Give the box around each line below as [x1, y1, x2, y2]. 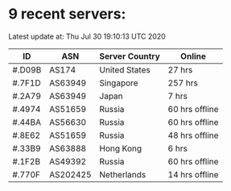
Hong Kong [99, 143, 142, 154]
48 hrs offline [167, 130, 219, 141]
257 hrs [167, 77, 199, 89]
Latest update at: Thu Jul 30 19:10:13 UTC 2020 [8, 31, 167, 41]
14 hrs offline [167, 168, 219, 180]
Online [180, 50, 207, 61]
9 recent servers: [8, 5, 126, 23]
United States [99, 64, 151, 75]
